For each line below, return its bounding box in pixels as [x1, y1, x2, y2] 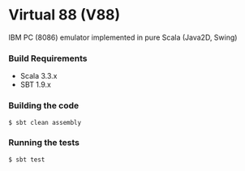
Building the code [8, 100, 80, 111]
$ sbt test [8, 156, 45, 164]
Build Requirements [8, 53, 88, 64]
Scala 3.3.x [19, 71, 58, 81]
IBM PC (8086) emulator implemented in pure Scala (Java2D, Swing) [8, 32, 238, 42]
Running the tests [8, 137, 80, 148]
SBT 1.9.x [19, 79, 51, 90]
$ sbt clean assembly [8, 118, 82, 126]
